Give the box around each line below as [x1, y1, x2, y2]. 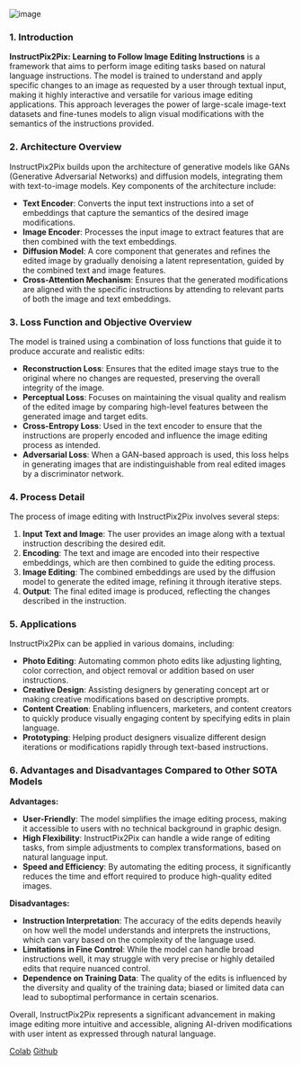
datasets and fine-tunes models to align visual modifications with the [9, 109, 265, 120]
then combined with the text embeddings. [22, 236, 177, 246]
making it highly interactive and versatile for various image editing [9, 90, 253, 101]
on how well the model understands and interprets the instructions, [22, 925, 271, 935]
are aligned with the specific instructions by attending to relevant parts [22, 283, 285, 294]
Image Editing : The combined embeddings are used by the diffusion [22, 567, 276, 577]
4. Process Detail [9, 490, 85, 503]
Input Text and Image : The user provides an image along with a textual [22, 529, 286, 540]
